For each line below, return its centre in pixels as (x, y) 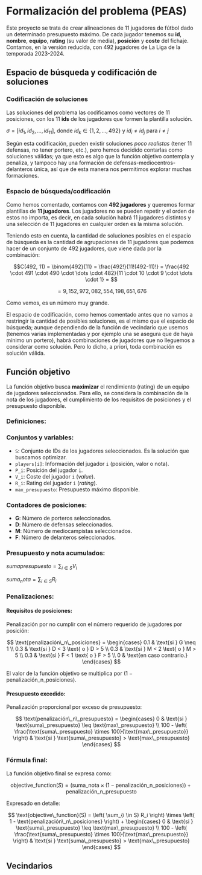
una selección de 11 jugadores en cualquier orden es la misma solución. (95, 224)
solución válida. (26, 353)
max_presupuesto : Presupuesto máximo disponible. (77, 489)
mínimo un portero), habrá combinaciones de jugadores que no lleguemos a (100, 340)
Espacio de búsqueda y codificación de (82, 73)
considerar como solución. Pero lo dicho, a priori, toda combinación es (94, 346)
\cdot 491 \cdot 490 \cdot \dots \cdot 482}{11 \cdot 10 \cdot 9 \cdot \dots (101, 273)
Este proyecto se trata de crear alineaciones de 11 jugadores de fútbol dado (100, 28)
